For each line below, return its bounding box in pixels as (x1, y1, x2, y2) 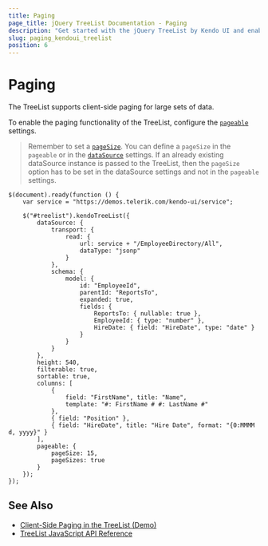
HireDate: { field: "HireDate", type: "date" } (93, 324, 255, 332)
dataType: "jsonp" (79, 247, 141, 255)
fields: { (79, 303, 112, 311)
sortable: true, (37, 373, 91, 381)
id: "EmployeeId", (79, 282, 141, 290)
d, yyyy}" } (8, 429, 48, 437)
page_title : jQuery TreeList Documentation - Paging (8, 19, 187, 27)
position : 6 (8, 42, 48, 49)
